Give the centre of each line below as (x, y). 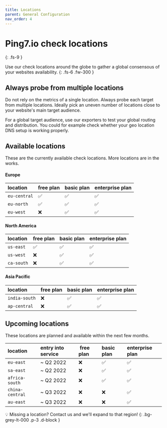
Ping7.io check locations (57, 43)
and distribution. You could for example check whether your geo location (80, 125)
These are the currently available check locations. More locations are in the (82, 158)
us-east (17, 247)
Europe (13, 175)
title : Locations (23, 10)
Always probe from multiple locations (65, 88)
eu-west (17, 212)
